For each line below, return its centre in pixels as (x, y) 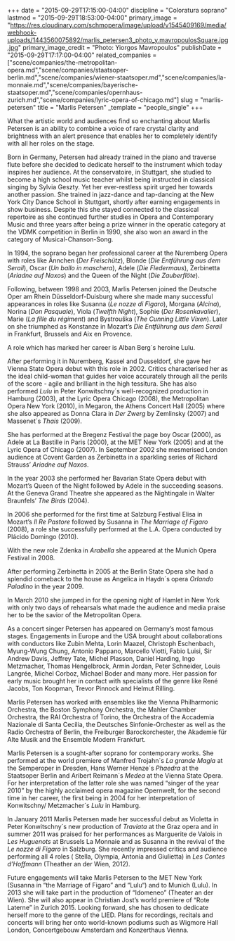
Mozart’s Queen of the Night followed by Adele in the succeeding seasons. (115, 486)
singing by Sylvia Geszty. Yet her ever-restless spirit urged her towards (110, 187)
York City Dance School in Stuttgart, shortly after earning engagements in (114, 202)
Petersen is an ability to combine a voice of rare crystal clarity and (103, 128)
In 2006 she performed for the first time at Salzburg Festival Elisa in (105, 514)
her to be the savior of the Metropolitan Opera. (75, 615)
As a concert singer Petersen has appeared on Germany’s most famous (110, 629)
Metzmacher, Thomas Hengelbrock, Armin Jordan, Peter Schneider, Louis (114, 666)
